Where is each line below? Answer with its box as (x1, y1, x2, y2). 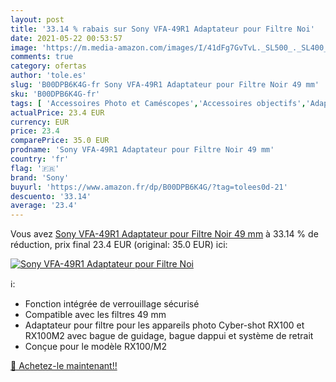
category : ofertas (10, 61, 87, 71)
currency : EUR (10, 117, 70, 127)
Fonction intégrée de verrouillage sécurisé (24, 298, 200, 310)
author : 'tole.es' (10, 71, 87, 81)
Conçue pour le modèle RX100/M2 (24, 341, 168, 353)
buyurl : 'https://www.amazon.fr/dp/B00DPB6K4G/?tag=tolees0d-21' (10, 182, 288, 192)
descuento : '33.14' (10, 191, 92, 201)
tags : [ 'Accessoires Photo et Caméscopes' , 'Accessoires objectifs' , (10, 98, 307, 108)
